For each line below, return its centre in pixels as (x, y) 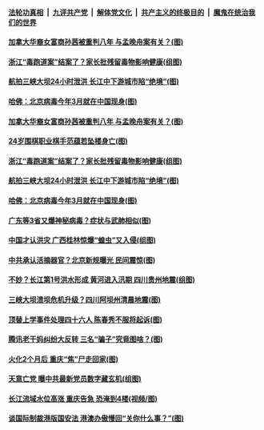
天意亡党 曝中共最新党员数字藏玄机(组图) (75, 379)
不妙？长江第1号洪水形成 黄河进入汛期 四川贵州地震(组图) (102, 279)
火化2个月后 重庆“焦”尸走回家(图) (63, 359)
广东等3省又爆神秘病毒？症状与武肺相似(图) (80, 220)
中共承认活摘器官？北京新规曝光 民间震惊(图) (82, 259)
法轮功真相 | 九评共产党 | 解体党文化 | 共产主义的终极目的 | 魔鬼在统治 (128, 12)
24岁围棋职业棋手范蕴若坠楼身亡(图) (68, 141)
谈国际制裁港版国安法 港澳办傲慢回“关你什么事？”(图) (96, 418)
